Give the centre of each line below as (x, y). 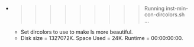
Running (154, 8)
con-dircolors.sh (164, 15)
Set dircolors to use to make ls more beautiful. (77, 32)
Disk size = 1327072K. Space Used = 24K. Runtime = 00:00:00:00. (102, 38)
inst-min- (177, 8)
